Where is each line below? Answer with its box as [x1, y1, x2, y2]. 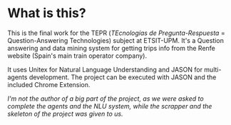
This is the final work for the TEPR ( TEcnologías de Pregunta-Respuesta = [7, 29, 226, 37]
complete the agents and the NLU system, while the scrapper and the [7, 101, 212, 110]
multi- [204, 65, 222, 74]
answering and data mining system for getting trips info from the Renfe [7, 44, 216, 52]
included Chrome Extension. [7, 80, 91, 89]
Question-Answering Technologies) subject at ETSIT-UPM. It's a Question [7, 36, 225, 44]
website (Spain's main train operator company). [7, 51, 148, 60]
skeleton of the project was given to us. [7, 109, 123, 118]
